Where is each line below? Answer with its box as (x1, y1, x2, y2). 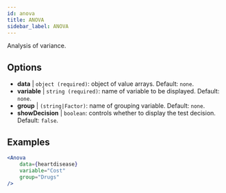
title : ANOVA (7, 16, 45, 23)
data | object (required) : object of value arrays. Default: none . (16, 80, 194, 88)
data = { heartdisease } (19, 161, 78, 168)
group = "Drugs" (19, 173, 60, 181)
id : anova (7, 10, 36, 17)
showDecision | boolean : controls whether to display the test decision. (16, 109, 216, 117)
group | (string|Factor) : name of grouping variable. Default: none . (16, 102, 205, 110)
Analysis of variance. (7, 42, 66, 50)
